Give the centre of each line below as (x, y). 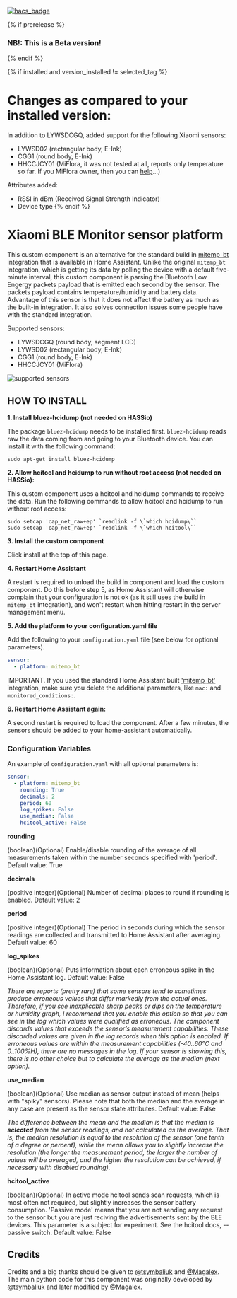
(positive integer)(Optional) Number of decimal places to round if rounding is (119, 893)
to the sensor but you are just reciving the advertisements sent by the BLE (115, 1217)
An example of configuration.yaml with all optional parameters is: (103, 764)
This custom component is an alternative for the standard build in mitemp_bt (118, 255)
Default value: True (35, 865)
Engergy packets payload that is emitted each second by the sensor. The (114, 285)
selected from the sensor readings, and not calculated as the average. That (118, 1130)
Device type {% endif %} (54, 207)
